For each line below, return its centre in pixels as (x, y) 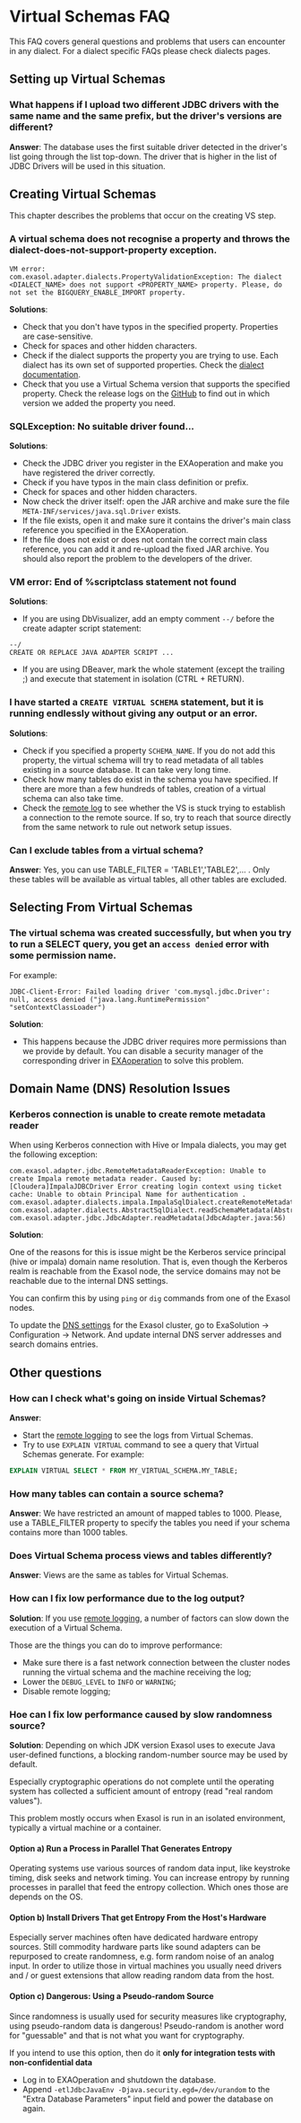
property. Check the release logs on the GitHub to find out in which (146, 394)
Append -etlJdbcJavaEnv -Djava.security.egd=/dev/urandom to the (146, 2089)
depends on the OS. (46, 1897)
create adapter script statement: (82, 628)
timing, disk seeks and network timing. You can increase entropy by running (149, 1878)
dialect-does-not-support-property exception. (113, 251)
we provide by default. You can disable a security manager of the (143, 1051)
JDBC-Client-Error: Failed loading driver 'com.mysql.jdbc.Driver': (140, 991)
